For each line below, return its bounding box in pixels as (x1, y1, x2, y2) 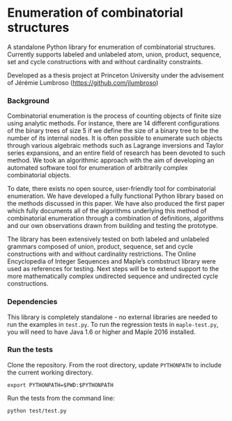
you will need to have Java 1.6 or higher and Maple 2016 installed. (7, 328, 196, 336)
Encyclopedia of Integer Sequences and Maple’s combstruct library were (7, 257, 216, 266)
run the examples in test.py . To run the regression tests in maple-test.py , (7, 320, 219, 328)
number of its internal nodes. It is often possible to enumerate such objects (7, 134, 223, 142)
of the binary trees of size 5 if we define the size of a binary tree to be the (7, 127, 219, 135)
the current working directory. (7, 368, 93, 376)
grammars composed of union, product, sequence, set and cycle (7, 243, 194, 251)
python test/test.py (7, 407, 68, 414)
